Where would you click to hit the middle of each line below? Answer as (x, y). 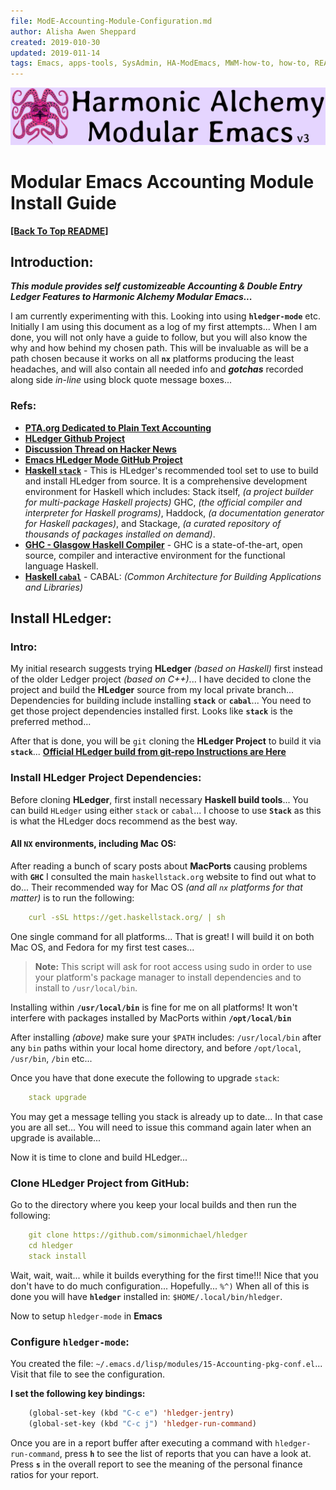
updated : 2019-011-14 (55, 53)
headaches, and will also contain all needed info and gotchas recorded (157, 369)
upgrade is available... (56, 1137)
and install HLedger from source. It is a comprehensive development (166, 481)
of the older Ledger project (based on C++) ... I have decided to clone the (161, 679)
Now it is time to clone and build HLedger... (99, 1157)
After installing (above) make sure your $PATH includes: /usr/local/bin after (166, 1037)
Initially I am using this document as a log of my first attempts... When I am (163, 327)
